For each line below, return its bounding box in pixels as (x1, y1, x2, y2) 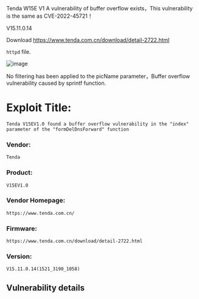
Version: (6, 252, 32, 261)
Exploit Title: (6, 101, 72, 115)
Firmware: (6, 224, 38, 232)
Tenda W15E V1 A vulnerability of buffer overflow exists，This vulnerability (6, 5, 193, 12)
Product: (6, 168, 33, 177)
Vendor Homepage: (6, 196, 66, 205)
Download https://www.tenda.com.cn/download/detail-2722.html (6, 37, 170, 43)
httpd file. (6, 48, 31, 56)
